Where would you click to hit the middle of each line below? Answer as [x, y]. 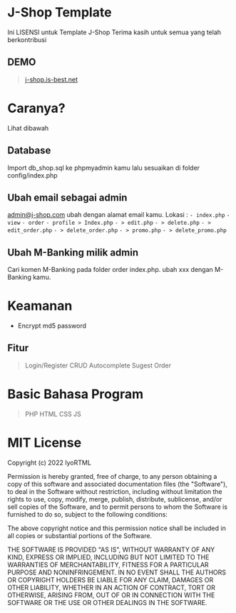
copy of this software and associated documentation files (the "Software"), [118, 484]
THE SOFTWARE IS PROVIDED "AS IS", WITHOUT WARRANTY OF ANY [111, 549]
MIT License [45, 442]
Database [29, 151]
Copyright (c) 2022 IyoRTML [49, 462]
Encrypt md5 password [52, 326]
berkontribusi [27, 39]
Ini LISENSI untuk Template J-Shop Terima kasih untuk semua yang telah [114, 32]
